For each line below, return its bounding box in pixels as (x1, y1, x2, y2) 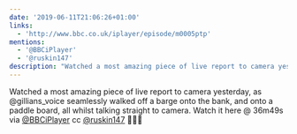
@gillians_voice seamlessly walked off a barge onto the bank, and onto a (9, 95, 274, 106)
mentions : (9, 37, 46, 47)
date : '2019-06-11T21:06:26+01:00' (9, 12, 141, 22)
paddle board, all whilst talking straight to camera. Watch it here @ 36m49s (9, 105, 284, 115)
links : (9, 21, 34, 30)
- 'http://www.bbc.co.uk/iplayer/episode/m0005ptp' (17, 29, 212, 38)
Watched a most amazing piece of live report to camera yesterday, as (9, 86, 263, 97)
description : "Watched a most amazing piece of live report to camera (9, 63, 275, 71)
